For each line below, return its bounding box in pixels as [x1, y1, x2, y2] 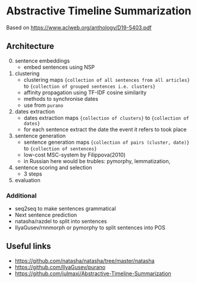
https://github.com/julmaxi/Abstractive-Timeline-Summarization [14, 270, 171, 277]
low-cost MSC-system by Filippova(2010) [23, 151, 126, 158]
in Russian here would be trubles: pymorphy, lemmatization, [23, 157, 171, 165]
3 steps [23, 170, 43, 177]
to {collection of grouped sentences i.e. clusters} [23, 82, 156, 90]
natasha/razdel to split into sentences [14, 218, 107, 225]
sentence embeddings [14, 57, 70, 64]
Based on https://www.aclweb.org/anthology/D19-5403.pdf [6, 24, 152, 31]
